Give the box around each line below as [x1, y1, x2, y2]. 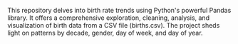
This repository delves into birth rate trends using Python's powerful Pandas [7, 6, 232, 14]
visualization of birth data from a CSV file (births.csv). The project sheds [7, 21, 220, 29]
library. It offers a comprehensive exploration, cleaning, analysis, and [7, 13, 210, 22]
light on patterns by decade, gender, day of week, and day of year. [7, 28, 203, 37]
